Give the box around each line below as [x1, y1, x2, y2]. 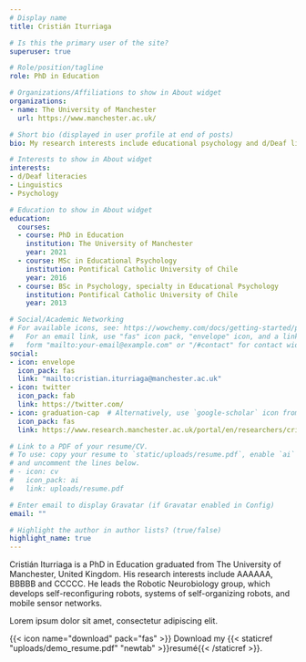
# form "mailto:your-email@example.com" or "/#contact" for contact [9, 340, 283, 349]
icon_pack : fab [17, 391, 76, 401]
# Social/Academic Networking [9, 315, 125, 325]
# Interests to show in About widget [9, 155, 153, 164]
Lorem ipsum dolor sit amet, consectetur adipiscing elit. [9, 615, 219, 626]
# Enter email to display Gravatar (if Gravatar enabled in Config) [9, 501, 275, 510]
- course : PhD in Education [17, 231, 125, 240]
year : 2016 [25, 273, 67, 283]
